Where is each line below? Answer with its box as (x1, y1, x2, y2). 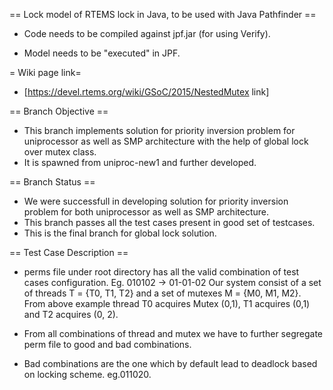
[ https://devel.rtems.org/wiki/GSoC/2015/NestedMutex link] (23, 86, 270, 98)
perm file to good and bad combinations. (23, 339, 192, 350)
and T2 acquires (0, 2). (23, 309, 119, 320)
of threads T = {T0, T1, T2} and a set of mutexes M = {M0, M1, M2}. (23, 287, 302, 299)
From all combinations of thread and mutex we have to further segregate (23, 328, 323, 339)
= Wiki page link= (9, 67, 82, 78)
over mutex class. (23, 146, 97, 158)
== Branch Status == (9, 176, 96, 188)
